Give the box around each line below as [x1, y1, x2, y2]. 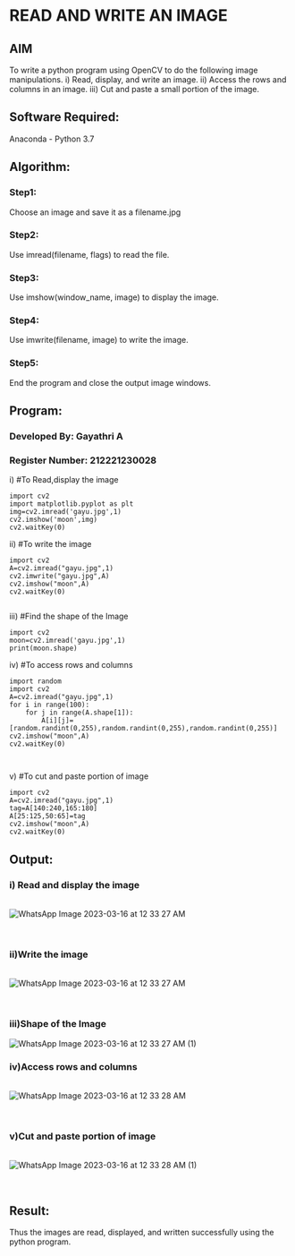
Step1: [9, 186, 38, 199]
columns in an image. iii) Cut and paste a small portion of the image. [9, 84, 260, 94]
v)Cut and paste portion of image [9, 1130, 156, 1142]
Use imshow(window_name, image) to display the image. [9, 292, 219, 303]
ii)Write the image [9, 948, 88, 961]
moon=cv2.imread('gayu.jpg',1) [9, 637, 126, 645]
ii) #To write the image [9, 539, 92, 550]
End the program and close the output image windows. [9, 377, 212, 388]
